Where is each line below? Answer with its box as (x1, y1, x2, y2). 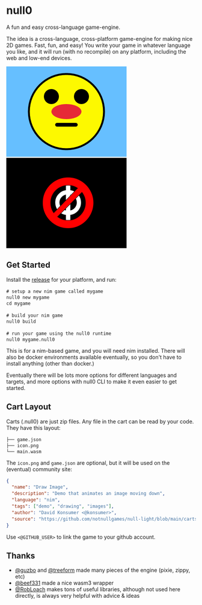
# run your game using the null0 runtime (6, 330, 112, 337)
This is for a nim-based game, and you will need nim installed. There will (6, 347, 185, 354)
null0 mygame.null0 (6, 337, 55, 343)
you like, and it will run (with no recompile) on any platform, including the (6, 48, 186, 55)
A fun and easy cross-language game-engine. (6, 23, 121, 31)
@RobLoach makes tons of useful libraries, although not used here (14, 586, 180, 593)
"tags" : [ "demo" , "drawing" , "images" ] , (11, 503, 114, 509)
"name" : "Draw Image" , (11, 484, 69, 491)
